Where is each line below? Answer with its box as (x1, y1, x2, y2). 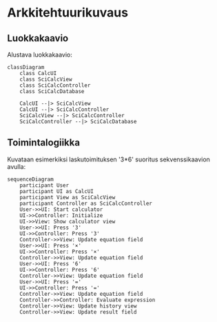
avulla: (7, 162, 26, 170)
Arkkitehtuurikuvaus (7, 5, 129, 21)
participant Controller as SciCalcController (19, 200, 153, 207)
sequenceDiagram (7, 176, 54, 183)
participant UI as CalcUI (19, 188, 94, 194)
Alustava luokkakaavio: (7, 50, 72, 59)
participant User (19, 181, 70, 189)
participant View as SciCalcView (19, 194, 116, 201)
